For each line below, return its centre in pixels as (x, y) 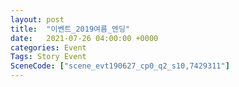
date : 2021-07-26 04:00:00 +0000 (84, 38)
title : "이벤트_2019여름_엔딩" (70, 29)
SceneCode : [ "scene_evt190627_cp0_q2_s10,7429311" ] (120, 66)
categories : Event (48, 47)
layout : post (37, 19)
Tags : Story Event (48, 57)
